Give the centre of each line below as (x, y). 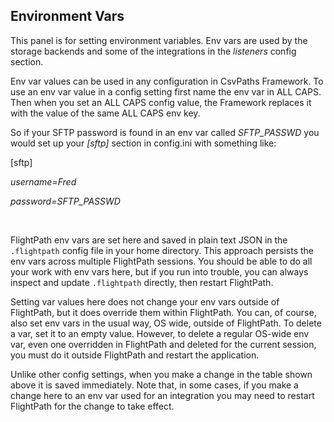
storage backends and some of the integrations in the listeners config (153, 51)
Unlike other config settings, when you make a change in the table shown (161, 374)
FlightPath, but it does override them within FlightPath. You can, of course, (163, 312)
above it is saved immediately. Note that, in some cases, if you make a (154, 385)
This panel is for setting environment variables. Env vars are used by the (159, 40)
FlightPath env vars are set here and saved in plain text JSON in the (149, 240)
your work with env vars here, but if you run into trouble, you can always (159, 271)
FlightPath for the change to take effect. (92, 406)
